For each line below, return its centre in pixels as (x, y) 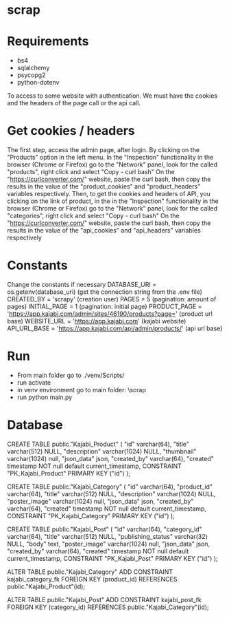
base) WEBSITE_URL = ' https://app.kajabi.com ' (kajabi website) (97, 321)
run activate (34, 382)
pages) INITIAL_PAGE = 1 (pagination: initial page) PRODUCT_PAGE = (105, 306)
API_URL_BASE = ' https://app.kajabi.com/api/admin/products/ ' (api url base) (115, 328)
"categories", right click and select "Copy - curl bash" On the (93, 216)
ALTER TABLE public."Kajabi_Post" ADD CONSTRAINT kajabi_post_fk (105, 599)
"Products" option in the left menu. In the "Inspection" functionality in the (110, 158)
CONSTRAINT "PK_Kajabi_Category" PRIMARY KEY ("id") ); (91, 515)
